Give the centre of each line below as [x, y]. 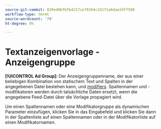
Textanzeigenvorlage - [52, 52]
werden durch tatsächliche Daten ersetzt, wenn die [86, 92]
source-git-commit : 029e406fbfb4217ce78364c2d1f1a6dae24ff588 [70, 10]
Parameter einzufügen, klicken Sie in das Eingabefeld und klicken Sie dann [80, 112]
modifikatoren [19, 92]
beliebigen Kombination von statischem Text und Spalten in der [69, 81]
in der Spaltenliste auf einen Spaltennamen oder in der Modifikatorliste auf [80, 117]
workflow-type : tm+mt [27, 14]
